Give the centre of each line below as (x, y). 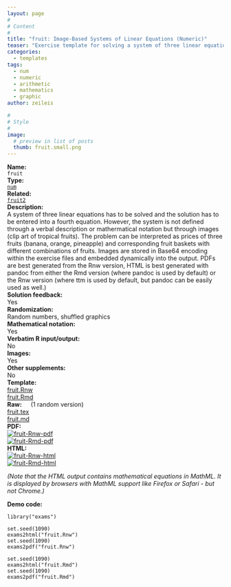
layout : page (26, 13)
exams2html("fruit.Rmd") (43, 565)
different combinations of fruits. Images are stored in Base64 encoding (108, 251)
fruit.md (18, 419)
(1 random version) (57, 405)
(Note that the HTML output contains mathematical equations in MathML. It (114, 476)
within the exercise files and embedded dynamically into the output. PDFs (111, 258)
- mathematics (33, 90)
